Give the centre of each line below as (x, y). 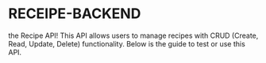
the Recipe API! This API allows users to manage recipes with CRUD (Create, (133, 35)
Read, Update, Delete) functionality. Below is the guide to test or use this (127, 43)
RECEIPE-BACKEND (75, 14)
